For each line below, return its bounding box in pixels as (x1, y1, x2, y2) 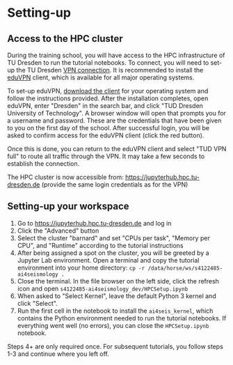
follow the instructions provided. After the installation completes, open (7, 94, 209, 102)
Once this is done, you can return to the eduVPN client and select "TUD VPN (7, 145, 227, 153)
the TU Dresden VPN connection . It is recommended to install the (16, 66, 204, 74)
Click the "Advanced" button (17, 226, 99, 235)
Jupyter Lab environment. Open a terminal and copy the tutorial (17, 256, 200, 264)
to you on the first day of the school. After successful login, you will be (7, 124, 210, 132)
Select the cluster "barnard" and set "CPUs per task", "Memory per (17, 233, 210, 242)
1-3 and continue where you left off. (7, 350, 109, 358)
